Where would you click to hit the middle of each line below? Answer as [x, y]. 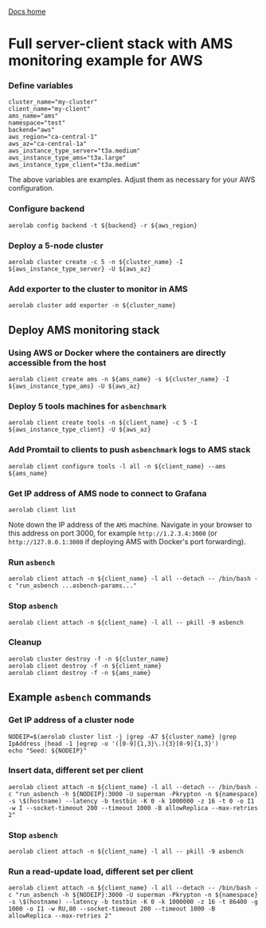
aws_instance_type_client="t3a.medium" [74, 165]
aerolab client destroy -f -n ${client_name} [85, 665]
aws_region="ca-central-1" [53, 137]
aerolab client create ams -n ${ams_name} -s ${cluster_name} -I [119, 379]
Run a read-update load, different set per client [101, 871]
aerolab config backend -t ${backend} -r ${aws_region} [103, 225]
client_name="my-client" [49, 109]
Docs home [27, 12]
